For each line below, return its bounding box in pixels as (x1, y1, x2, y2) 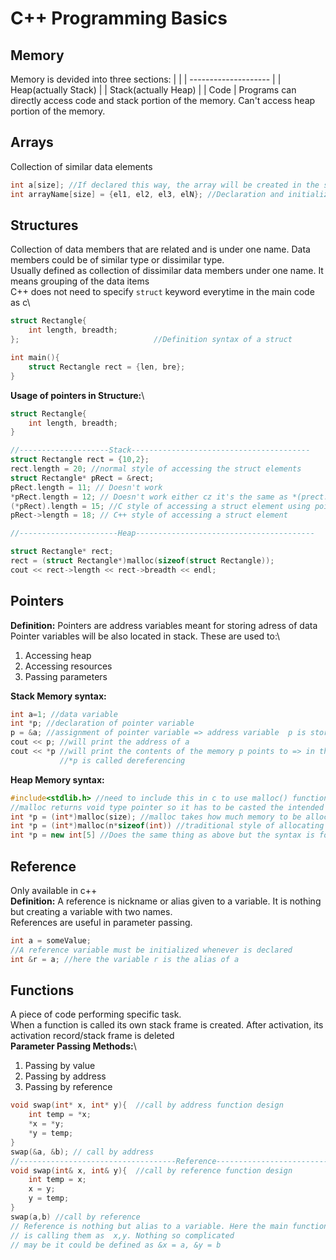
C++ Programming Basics (10, 7, 228, 30)
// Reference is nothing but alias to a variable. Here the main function (10, 1221, 329, 1231)
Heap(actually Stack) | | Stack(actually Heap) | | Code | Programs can (10, 84, 297, 96)
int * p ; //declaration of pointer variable (10, 718, 195, 729)
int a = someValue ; (10, 936, 92, 946)
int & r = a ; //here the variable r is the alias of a (10, 954, 240, 964)
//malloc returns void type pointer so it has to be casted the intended (10, 802, 325, 812)
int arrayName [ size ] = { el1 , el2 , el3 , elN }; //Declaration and (10, 189, 284, 199)
